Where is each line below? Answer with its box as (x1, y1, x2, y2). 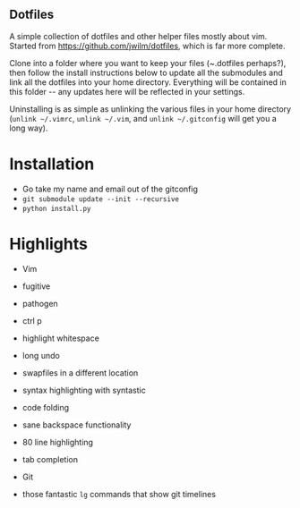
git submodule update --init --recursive (21, 194, 179, 204)
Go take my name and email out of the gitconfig (21, 183, 199, 194)
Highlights (9, 233, 88, 254)
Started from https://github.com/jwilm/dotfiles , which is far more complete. (9, 40, 286, 51)
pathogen (21, 298, 58, 309)
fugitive (21, 281, 51, 292)
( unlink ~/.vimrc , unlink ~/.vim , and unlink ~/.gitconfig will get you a (9, 113, 278, 123)
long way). (9, 123, 48, 133)
